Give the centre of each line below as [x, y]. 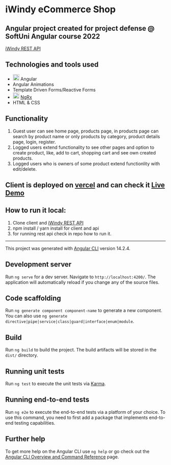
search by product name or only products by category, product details [86, 136]
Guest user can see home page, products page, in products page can [85, 131]
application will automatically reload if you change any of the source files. [82, 282]
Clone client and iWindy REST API [48, 223]
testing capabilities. [35, 423]
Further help [25, 439]
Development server [38, 264]
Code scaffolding [33, 298]
